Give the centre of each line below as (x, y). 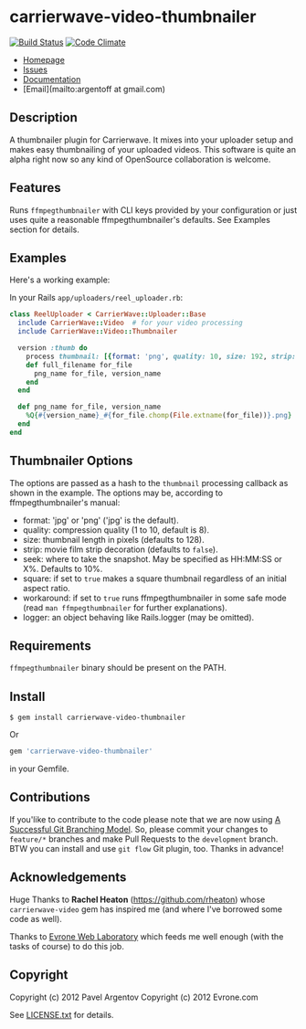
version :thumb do (53, 348)
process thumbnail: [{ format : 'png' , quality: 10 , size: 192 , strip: (161, 356)
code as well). (36, 918)
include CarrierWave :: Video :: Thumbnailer (98, 332)
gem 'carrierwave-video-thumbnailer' (81, 751)
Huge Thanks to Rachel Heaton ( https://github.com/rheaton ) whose (137, 899)
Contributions (50, 797)
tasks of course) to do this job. (67, 946)
